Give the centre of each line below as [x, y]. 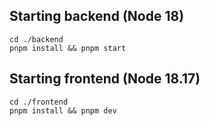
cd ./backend [36, 39]
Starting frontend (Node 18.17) [105, 79]
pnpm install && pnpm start [68, 48]
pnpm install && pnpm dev [63, 110]
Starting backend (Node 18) [97, 16]
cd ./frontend [39, 102]
